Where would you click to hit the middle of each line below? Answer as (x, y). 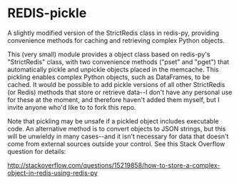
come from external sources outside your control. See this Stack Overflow (116, 143)
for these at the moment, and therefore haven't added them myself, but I (113, 99)
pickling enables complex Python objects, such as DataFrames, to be (109, 77)
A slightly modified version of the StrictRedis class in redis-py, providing (113, 33)
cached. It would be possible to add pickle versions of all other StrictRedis (116, 84)
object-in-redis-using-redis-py (52, 173)
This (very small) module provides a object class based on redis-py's (109, 54)
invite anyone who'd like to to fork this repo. (72, 107)
